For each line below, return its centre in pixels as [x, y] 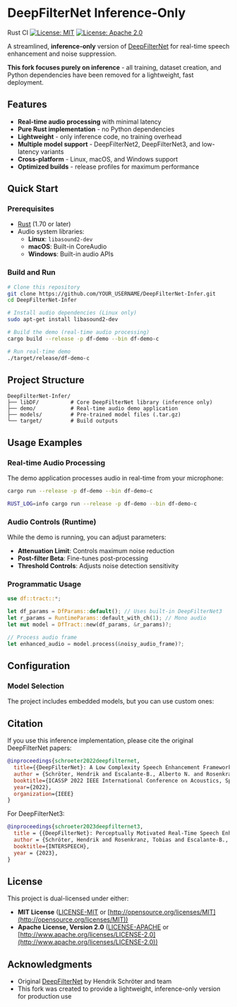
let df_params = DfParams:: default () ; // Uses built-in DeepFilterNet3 [115, 612]
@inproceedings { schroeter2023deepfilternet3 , [75, 827]
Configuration [39, 666]
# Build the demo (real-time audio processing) [79, 332]
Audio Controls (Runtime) [52, 521]
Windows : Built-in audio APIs [71, 254]
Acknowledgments [50, 964]
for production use [44, 996]
